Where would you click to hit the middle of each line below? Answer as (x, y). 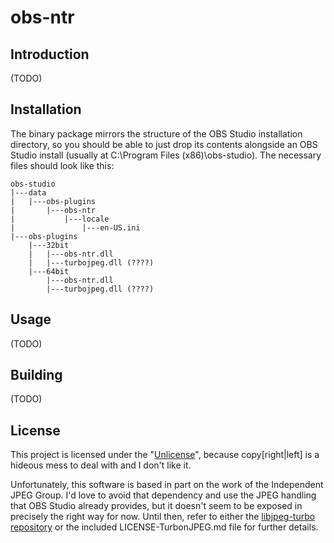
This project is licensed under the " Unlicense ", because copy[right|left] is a (165, 455)
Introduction (50, 54)
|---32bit (49, 245)
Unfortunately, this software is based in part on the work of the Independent (167, 485)
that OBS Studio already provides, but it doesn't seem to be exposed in (156, 506)
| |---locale (60, 219)
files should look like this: (62, 165)
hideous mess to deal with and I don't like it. (101, 465)
